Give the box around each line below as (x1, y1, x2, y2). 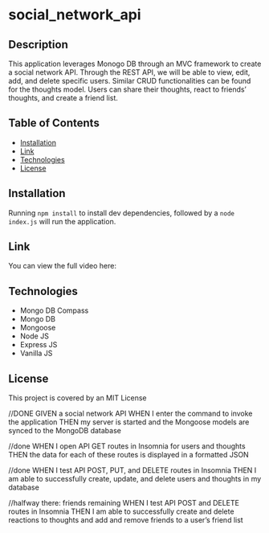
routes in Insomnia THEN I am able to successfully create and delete (8, 506, 234, 516)
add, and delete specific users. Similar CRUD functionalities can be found (8, 76, 251, 85)
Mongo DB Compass (19, 305, 89, 315)
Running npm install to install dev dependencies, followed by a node (8, 207, 235, 218)
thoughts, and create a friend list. (8, 93, 119, 102)
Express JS (19, 340, 58, 350)
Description (8, 38, 68, 51)
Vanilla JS (19, 348, 53, 359)
